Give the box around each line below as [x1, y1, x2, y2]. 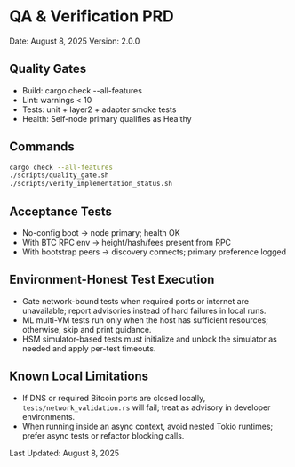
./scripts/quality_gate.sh [9, 171, 109, 180]
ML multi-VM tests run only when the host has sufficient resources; [21, 314, 269, 326]
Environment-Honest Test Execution [9, 272, 215, 287]
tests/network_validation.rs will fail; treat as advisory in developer [21, 402, 271, 413]
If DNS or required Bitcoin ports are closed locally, [21, 392, 206, 403]
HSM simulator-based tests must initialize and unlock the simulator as [21, 334, 277, 344]
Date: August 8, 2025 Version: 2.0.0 [9, 36, 140, 46]
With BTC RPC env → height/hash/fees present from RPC [21, 238, 232, 247]
